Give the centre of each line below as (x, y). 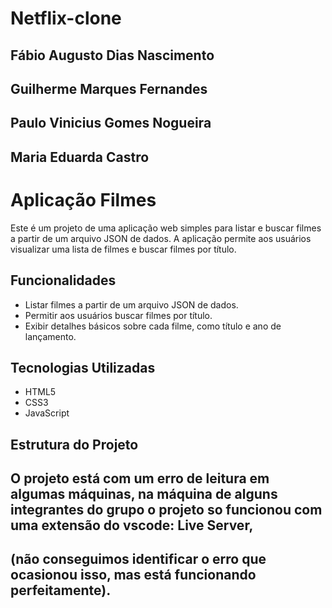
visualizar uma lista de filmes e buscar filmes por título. (123, 249)
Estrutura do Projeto (74, 444)
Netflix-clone (66, 18)
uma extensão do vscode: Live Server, (132, 525)
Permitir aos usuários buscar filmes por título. (118, 315)
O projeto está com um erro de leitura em (140, 478)
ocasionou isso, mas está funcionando (133, 575)
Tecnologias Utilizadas (83, 367)
